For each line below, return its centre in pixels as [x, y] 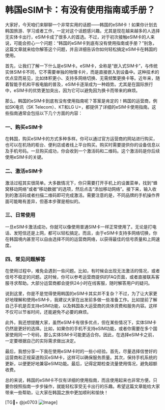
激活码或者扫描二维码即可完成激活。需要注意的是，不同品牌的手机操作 [84, 195]
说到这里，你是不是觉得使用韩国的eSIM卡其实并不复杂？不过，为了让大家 [79, 293]
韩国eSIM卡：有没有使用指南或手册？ [80, 10]
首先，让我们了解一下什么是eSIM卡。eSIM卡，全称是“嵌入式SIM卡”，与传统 [82, 66]
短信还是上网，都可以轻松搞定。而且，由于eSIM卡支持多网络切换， [85, 233]
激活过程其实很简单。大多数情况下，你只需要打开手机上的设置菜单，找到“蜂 [82, 183]
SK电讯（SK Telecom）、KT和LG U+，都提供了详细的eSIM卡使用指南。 [81, 107]
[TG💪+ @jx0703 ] [31, 402]
